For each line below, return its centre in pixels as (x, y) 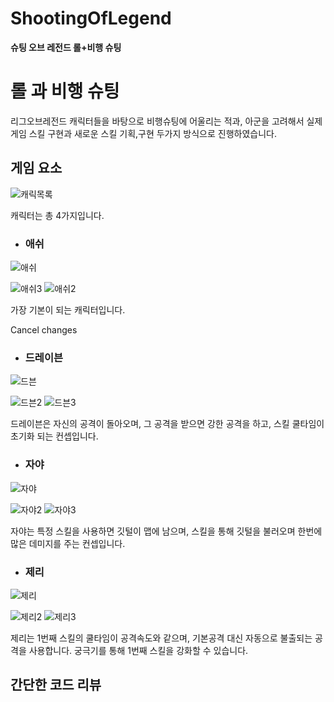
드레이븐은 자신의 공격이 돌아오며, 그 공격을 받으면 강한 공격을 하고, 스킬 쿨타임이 (167, 424)
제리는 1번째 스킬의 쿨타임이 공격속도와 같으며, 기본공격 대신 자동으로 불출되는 (161, 638)
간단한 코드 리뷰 (56, 685)
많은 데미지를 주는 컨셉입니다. (68, 543)
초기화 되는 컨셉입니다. (54, 436)
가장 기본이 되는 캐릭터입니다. (68, 309)
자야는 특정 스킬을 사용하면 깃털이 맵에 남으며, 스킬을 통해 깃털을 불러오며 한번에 (166, 531)
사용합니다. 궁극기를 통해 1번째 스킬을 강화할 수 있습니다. (138, 650)
